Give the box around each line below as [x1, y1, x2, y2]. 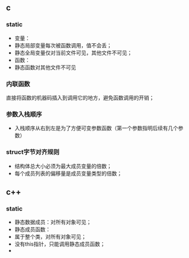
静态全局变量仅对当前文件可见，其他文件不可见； [14, 49, 132, 56]
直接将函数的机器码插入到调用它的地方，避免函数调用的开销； [6, 94, 155, 101]
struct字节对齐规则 [6, 148, 60, 156]
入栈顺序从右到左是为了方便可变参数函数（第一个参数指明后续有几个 [14, 125, 178, 132]
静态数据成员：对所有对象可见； [14, 219, 92, 226]
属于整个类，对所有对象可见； [14, 233, 86, 240]
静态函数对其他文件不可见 [14, 64, 76, 71]
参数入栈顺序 [6, 110, 43, 118]
